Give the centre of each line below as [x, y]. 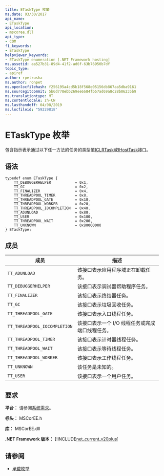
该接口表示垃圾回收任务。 [107, 305]
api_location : [20, 28]
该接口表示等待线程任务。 [107, 349]
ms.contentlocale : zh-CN [30, 101]
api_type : [15, 37]
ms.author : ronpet [24, 82]
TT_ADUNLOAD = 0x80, [52, 212]
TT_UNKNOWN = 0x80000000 [58, 225]
